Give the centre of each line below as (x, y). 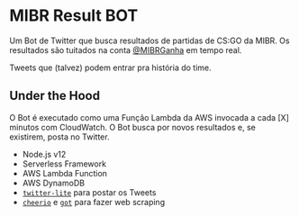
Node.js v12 (44, 154)
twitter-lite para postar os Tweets (89, 192)
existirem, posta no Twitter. (59, 137)
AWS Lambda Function (65, 173)
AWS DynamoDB (54, 183)
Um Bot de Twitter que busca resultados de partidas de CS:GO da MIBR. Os (149, 40)
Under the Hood (55, 96)
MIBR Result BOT (74, 16)
